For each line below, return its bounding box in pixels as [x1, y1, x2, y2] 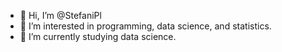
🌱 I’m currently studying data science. [19, 31, 177, 42]
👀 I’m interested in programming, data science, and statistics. [19, 20, 272, 32]
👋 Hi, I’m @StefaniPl [19, 10, 102, 21]
